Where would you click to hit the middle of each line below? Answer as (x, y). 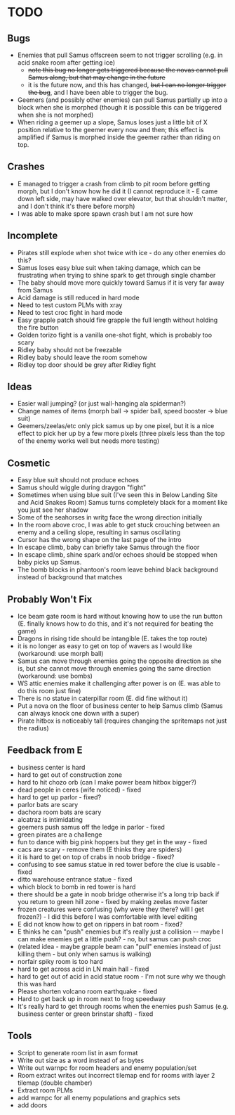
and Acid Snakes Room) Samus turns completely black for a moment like (122, 503)
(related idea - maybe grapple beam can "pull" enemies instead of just (119, 946)
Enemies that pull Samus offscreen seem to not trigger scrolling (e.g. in (120, 55)
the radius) (33, 728)
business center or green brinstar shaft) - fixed (85, 1014)
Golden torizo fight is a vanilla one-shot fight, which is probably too (115, 335)
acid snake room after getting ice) (66, 63)
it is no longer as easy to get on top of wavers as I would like (105, 646)
